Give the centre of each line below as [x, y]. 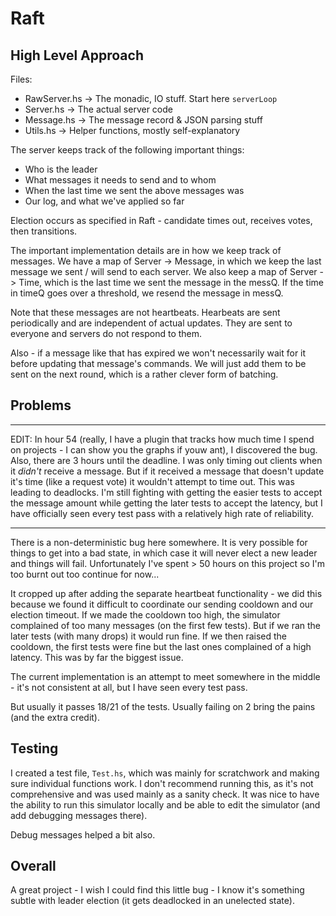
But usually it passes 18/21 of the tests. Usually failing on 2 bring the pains [163, 706]
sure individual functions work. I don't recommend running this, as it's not [162, 783]
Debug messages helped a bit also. [83, 834]
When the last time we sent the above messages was [134, 190]
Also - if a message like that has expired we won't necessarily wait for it [158, 353]
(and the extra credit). [55, 717]
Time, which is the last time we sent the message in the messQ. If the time [171, 282]
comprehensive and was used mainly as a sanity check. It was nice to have [165, 794]
